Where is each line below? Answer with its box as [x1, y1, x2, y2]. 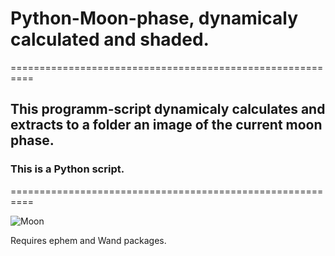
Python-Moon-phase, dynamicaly [10, 7, 299, 30]
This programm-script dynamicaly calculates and [10, 101, 326, 118]
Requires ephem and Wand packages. [10, 234, 167, 246]
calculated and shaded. [10, 28, 210, 51]
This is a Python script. [10, 162, 125, 176]
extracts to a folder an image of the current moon [10, 117, 323, 134]
